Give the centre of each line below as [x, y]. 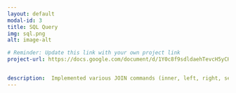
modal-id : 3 [25, 20]
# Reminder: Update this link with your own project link [94, 53]
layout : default [31, 14]
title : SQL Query [33, 27]
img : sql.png [26, 33]
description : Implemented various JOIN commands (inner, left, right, [114, 78]
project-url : [26, 60]
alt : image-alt [29, 40]
